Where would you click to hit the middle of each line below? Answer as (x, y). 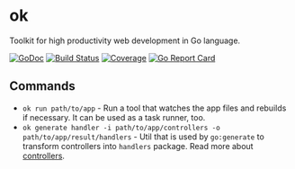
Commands (43, 86)
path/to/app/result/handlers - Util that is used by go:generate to (143, 137)
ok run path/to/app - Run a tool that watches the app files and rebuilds (154, 108)
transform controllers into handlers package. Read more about (138, 146)
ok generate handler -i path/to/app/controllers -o (121, 128)
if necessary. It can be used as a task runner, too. (114, 117)
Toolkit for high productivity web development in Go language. (125, 40)
